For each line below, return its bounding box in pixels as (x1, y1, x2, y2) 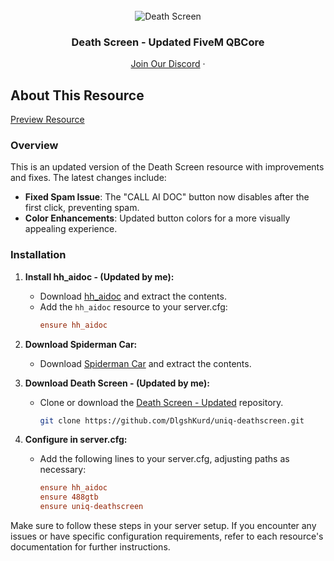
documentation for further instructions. (10, 541, 171, 553)
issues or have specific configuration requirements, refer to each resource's (10, 530, 324, 543)
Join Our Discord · (130, 58, 206, 70)
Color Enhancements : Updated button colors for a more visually (24, 212, 291, 224)
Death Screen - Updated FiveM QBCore (71, 35, 265, 49)
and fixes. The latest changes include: (10, 172, 167, 184)
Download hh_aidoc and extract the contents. (39, 290, 227, 302)
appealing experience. (24, 223, 118, 235)
